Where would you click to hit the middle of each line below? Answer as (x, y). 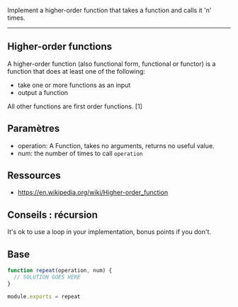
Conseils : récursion (52, 214)
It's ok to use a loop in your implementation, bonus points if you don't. (109, 232)
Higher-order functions (59, 46)
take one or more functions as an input (74, 85)
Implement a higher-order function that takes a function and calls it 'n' (109, 10)
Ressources (34, 175)
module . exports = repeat (44, 296)
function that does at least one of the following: (76, 71)
